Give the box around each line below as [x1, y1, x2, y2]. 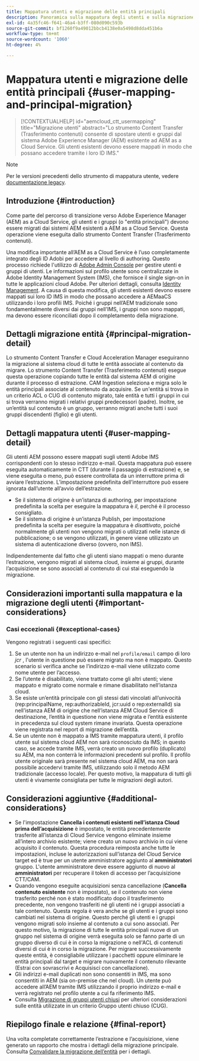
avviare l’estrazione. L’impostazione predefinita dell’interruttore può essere [6, 478, 189, 486]
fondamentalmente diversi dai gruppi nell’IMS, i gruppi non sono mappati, [6, 305, 185, 312]
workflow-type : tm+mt [6, 31, 60, 37]
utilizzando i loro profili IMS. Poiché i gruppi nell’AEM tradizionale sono [6, 299, 178, 306]
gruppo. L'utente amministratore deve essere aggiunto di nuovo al [14, 863, 176, 870]
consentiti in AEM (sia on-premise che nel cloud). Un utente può [14, 977, 172, 984]
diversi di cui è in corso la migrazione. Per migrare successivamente [14, 945, 182, 952]
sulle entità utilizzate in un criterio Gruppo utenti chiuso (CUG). [14, 1002, 168, 1009]
